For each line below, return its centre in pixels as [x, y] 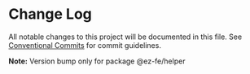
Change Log [50, 14]
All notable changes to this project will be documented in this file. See [125, 37]
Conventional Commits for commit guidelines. [85, 45]
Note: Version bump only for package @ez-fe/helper [97, 61]
